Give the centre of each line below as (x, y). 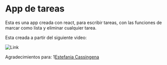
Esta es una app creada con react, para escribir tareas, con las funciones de (83, 22)
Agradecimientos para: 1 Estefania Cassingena (52, 57)
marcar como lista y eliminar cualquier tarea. (51, 27)
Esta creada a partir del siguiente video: (46, 37)
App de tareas (35, 9)
